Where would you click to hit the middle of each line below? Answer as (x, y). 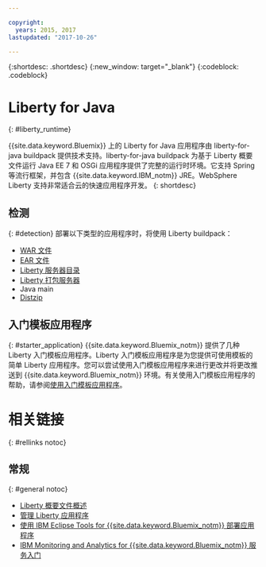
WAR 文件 (36, 250)
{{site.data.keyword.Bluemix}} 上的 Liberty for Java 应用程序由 (110, 146)
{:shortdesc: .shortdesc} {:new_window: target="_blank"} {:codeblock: (124, 67)
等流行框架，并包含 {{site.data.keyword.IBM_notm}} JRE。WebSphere (123, 175)
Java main (37, 289)
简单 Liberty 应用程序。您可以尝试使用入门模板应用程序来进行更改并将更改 (130, 364)
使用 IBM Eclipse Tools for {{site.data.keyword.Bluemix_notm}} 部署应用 (137, 525)
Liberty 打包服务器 (50, 280)
